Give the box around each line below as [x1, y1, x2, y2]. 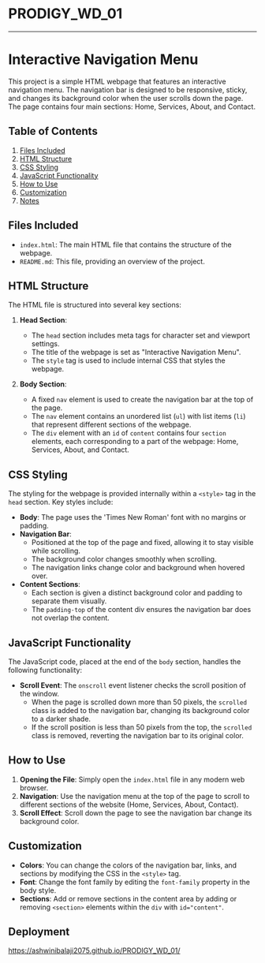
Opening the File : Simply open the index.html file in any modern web [19, 775, 245, 784]
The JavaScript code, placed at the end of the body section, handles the [8, 656, 241, 666]
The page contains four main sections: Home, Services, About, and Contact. [8, 102, 256, 111]
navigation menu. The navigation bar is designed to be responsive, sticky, [8, 84, 248, 95]
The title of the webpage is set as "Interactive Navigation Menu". [31, 348, 241, 357]
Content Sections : [19, 580, 80, 589]
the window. [19, 689, 60, 698]
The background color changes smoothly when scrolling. [31, 554, 217, 564]
